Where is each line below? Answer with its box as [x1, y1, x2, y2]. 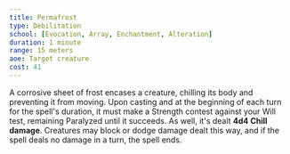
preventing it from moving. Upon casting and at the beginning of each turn [9, 96, 282, 107]
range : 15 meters [9, 46, 74, 55]
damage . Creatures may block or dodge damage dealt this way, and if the [9, 125, 280, 135]
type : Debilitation [9, 21, 82, 30]
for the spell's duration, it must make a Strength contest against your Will [9, 106, 277, 117]
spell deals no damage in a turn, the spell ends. [9, 134, 182, 145]
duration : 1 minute [9, 37, 82, 47]
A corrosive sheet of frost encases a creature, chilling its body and [9, 86, 254, 98]
